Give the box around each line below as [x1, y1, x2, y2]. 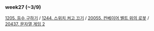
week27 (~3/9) [5, 4, 42, 10]
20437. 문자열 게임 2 [5, 21, 45, 27]
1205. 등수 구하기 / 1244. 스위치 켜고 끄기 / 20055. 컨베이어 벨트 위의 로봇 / [5, 15, 149, 21]
